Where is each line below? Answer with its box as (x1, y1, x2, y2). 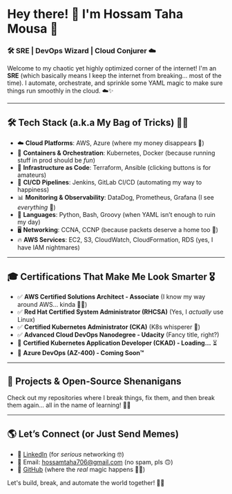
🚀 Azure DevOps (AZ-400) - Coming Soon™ (17, 349, 144, 357)
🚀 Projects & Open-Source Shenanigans (7, 375, 182, 387)
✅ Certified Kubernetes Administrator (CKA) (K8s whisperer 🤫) (17, 323, 201, 331)
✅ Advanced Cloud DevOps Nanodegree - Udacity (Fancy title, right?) (17, 331, 220, 339)
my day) (17, 218, 41, 227)
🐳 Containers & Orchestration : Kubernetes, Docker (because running (17, 149, 215, 158)
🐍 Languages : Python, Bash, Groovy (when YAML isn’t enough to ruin (17, 211, 216, 219)
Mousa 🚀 (7, 21, 59, 37)
